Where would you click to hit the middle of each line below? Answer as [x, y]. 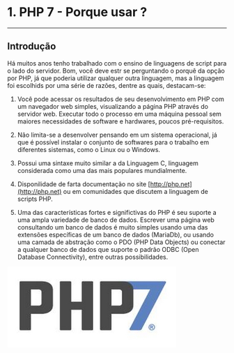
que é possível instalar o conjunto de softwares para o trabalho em [113, 142]
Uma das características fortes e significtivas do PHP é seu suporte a [117, 212]
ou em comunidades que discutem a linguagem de [136, 191]
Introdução [32, 46]
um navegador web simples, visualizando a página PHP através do [113, 106]
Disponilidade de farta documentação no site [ [84, 184]
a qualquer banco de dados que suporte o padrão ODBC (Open [108, 249]
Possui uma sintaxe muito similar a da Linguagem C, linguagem [108, 163]
